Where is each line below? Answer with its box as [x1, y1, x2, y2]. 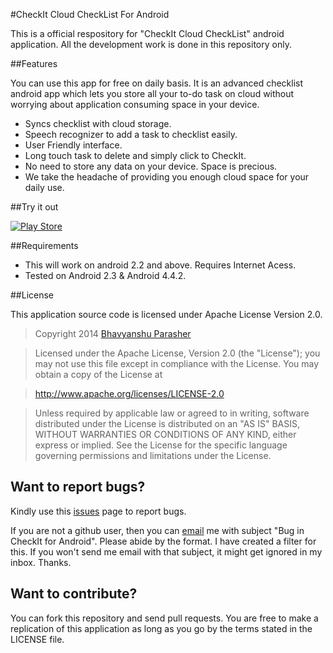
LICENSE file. [10, 633, 65, 645]
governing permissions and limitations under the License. [34, 450, 272, 461]
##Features [10, 58, 58, 69]
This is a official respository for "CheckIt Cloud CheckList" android [10, 28, 285, 39]
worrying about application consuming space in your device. [10, 99, 260, 110]
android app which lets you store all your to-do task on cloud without [10, 88, 295, 99]
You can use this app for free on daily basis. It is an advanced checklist [10, 77, 304, 89]
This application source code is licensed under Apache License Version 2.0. [10, 309, 323, 320]
